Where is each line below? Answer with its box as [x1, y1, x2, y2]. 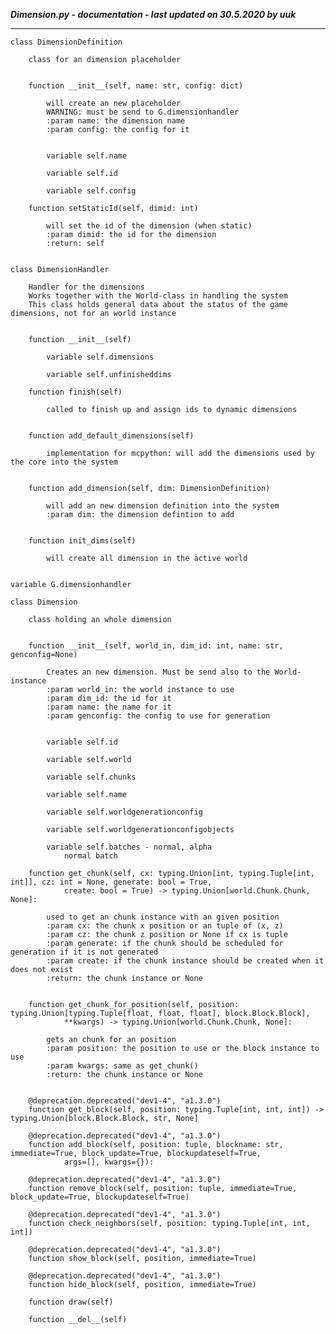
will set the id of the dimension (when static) [46, 221, 253, 231]
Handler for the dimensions [28, 282, 145, 292]
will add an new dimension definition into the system [46, 501, 280, 511]
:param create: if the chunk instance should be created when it [46, 956, 325, 966]
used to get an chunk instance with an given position [46, 912, 280, 922]
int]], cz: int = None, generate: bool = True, [10, 877, 213, 887]
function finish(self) [28, 387, 123, 397]
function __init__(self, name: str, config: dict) [28, 81, 244, 91]
